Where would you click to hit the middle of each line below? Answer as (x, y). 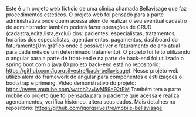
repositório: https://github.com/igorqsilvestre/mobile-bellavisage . (85, 108)
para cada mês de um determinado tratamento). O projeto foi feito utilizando (98, 52)
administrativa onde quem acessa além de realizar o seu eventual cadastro (97, 21)
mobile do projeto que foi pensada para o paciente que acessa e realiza (93, 95)
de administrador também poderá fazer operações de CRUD (79, 27)
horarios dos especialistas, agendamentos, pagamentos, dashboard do (92, 39)
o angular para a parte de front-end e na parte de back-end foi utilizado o (95, 58)
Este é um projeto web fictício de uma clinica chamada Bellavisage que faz (96, 8)
